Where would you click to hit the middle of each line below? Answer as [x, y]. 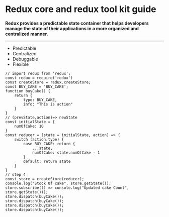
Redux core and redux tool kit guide [81, 9]
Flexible [21, 64]
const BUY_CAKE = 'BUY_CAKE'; [37, 86]
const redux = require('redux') [39, 78]
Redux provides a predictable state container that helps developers [77, 23]
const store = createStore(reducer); [45, 179]
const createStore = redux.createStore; [48, 82]
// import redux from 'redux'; [38, 73]
